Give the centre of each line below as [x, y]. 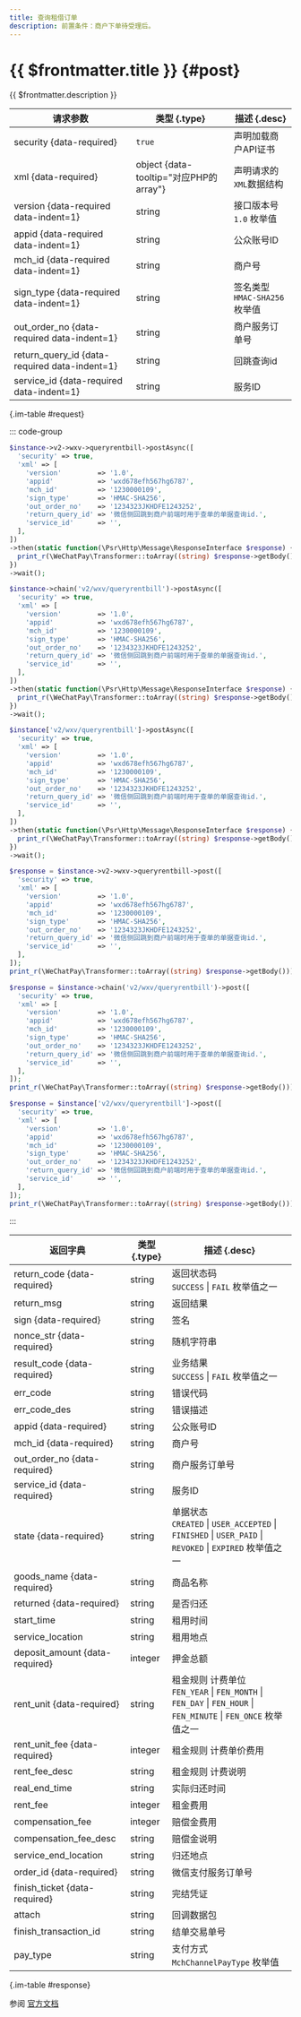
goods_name [41, 1576]
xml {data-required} [56, 177]
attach [27, 1914]
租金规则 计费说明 [209, 1771]
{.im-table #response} [50, 1985]
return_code [39, 1273]
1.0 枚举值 [255, 219]
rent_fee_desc [43, 1771]
